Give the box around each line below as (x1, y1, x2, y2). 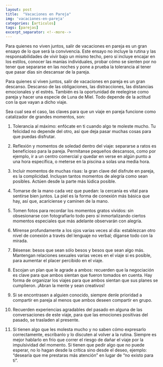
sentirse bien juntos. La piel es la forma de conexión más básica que (12, 193, 150, 199)
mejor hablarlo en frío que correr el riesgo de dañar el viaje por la (12, 337, 144, 343)
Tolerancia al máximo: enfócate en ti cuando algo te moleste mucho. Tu (12, 123, 156, 129)
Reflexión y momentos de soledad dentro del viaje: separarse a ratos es (12, 143, 157, 149)
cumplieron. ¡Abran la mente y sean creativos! (12, 283, 105, 288)
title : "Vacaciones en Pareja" (5, 12, 71, 17)
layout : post (5, 7, 32, 12)
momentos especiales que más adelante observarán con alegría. (12, 218, 143, 224)
